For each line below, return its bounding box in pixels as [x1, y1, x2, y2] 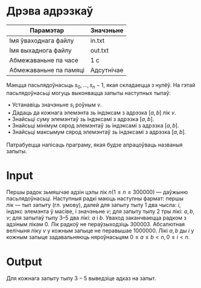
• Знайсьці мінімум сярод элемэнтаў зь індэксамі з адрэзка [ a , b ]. [7, 122, 179, 129]
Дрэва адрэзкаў [6, 4, 94, 18]
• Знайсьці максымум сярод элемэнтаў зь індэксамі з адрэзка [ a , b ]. [7, 128, 187, 136]
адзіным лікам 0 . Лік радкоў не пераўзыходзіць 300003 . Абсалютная [6, 221, 185, 228]
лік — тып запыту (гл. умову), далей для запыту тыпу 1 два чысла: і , [6, 201, 181, 209]
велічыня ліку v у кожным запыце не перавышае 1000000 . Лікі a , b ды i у [6, 227, 194, 234]
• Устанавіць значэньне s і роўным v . [7, 101, 102, 110]
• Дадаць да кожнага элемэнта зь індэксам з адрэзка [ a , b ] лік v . [7, 109, 176, 116]
